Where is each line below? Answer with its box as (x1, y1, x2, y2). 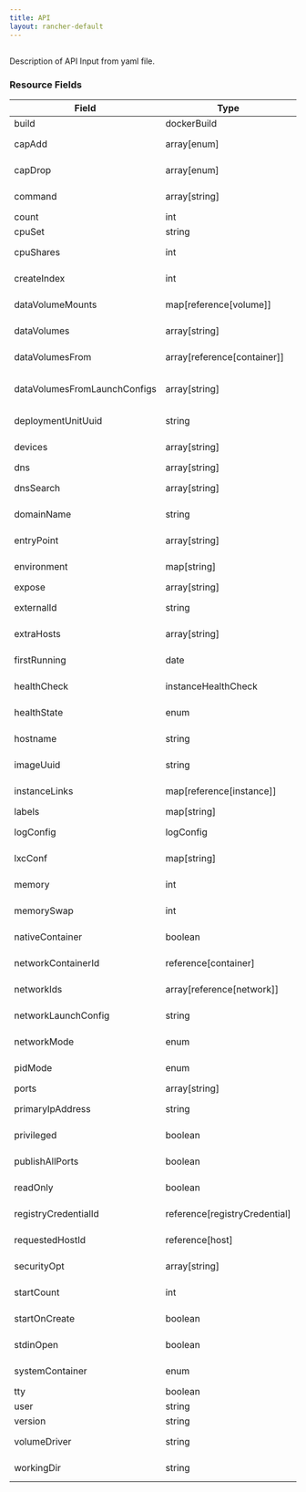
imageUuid (14, 758, 61, 771)
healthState (14, 706, 64, 719)
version (14, 1415, 46, 1427)
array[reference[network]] (165, 983, 280, 996)
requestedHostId (14, 1234, 87, 1247)
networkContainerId (14, 957, 100, 970)
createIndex (14, 273, 66, 285)
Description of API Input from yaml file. (9, 56, 156, 67)
